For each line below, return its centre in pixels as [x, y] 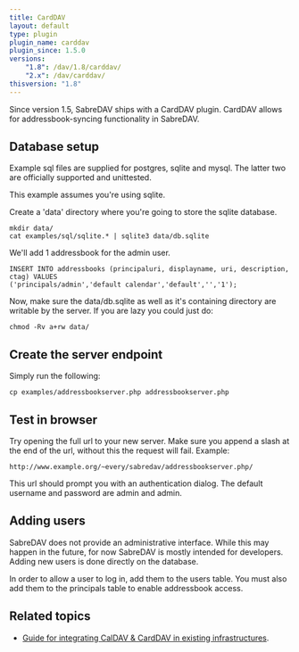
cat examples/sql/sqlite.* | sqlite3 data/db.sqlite [109, 236]
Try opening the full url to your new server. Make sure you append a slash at [149, 442]
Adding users [48, 521]
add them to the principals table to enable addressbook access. [126, 588]
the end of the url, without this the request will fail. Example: [120, 450]
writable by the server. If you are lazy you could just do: [112, 311]
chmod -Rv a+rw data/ [50, 327]
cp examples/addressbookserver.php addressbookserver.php [119, 392]
